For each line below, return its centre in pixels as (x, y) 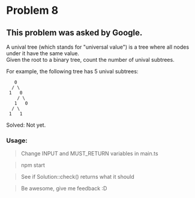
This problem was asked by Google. (74, 33)
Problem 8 (32, 10)
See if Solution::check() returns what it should (78, 177)
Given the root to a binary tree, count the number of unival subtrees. (91, 60)
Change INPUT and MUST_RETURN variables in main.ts (89, 154)
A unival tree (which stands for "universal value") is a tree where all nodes (98, 47)
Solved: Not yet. (26, 125)
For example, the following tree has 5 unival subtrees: (72, 71)
